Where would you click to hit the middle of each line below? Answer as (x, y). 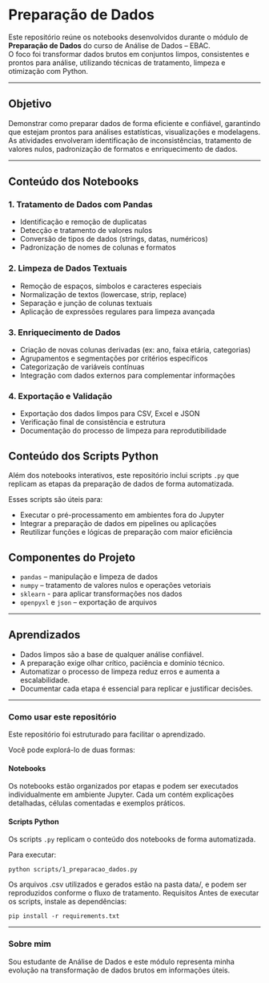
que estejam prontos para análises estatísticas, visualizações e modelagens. (134, 132)
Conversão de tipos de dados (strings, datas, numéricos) (114, 239)
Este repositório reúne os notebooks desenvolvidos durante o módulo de (128, 37)
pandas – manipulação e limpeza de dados (89, 577)
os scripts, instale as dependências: (67, 902)
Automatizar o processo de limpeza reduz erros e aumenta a (120, 671)
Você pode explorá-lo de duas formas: (72, 750)
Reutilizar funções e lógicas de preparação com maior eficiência (126, 532)
